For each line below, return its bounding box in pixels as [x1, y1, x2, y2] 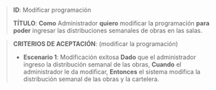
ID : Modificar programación [12, 6, 91, 14]
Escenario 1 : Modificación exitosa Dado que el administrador [23, 53, 197, 61]
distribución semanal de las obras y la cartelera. [23, 75, 160, 83]
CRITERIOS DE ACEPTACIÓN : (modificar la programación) [12, 40, 178, 47]
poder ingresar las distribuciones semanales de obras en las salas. [12, 27, 203, 34]
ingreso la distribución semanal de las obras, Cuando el [23, 60, 182, 68]
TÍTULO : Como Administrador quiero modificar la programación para [12, 19, 210, 27]
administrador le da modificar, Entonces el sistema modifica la [23, 68, 201, 76]
